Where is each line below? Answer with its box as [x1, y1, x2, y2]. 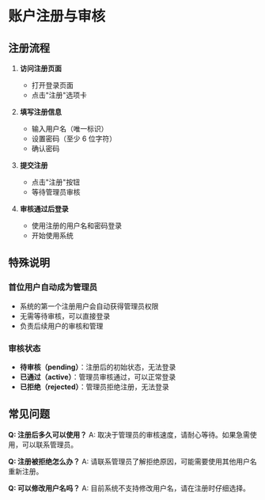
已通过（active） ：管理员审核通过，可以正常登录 [19, 372, 176, 381]
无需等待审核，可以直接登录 [19, 311, 111, 320]
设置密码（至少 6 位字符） [31, 134, 117, 143]
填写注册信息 [19, 108, 62, 116]
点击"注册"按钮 [31, 177, 81, 187]
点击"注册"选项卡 [31, 90, 87, 100]
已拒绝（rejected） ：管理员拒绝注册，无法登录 [19, 381, 170, 392]
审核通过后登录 [19, 204, 69, 214]
